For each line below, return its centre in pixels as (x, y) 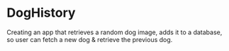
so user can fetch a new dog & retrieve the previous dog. (90, 39)
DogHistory (41, 13)
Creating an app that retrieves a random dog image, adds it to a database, (114, 32)
